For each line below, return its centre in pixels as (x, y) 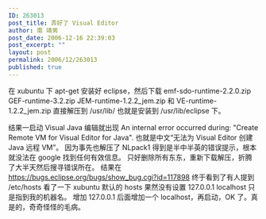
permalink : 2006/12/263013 (53, 60)
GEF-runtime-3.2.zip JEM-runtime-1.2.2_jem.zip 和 (91, 101)
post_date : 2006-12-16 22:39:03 (62, 38)
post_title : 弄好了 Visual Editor (64, 23)
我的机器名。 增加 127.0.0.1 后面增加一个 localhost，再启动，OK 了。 (140, 197)
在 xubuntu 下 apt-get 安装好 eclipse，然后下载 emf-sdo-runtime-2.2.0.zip (130, 90)
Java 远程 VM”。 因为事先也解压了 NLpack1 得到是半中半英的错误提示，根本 (132, 147)
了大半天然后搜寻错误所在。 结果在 (65, 167)
